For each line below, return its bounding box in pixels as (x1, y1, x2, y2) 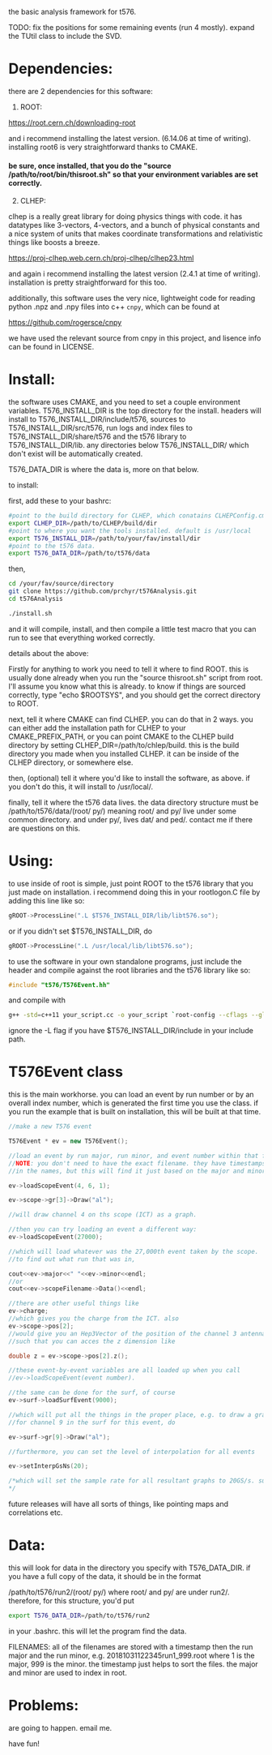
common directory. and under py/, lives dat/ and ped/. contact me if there (8, 814, 253, 824)
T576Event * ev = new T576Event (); (8, 1137, 129, 1146)
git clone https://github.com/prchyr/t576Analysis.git (8, 587, 198, 595)
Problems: (8, 1697, 79, 1714)
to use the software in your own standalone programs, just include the (8, 956, 242, 966)
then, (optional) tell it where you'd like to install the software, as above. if (8, 773, 251, 783)
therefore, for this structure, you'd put (8, 1596, 135, 1606)
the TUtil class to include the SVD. (8, 32, 122, 41)
